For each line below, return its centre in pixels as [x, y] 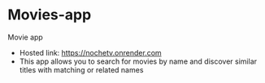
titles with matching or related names [81, 69]
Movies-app [50, 15]
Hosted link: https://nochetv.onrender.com [90, 52]
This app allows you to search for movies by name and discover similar [138, 61]
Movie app [26, 37]
